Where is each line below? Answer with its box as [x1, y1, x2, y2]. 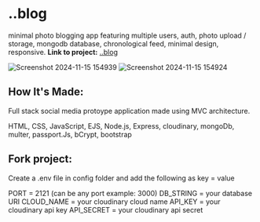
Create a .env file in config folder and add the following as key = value [8, 173, 235, 183]
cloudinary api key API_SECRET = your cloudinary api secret [8, 205, 203, 214]
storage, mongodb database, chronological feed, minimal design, [8, 38, 219, 48]
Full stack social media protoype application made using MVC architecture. [8, 106, 251, 115]
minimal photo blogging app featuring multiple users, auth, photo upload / [8, 31, 247, 40]
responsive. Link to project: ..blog [8, 47, 118, 56]
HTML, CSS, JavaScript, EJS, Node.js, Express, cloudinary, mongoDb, [8, 121, 235, 130]
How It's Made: [8, 86, 84, 99]
